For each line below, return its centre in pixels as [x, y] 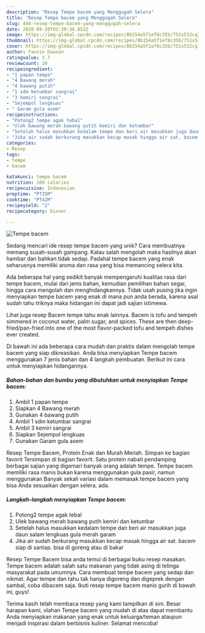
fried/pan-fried [25, 328]
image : [15, 35]
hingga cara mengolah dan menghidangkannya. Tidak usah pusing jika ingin [102, 290]
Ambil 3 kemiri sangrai [43, 428]
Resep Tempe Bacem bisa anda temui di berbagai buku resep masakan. [96, 559]
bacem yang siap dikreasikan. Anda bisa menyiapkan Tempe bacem [92, 353]
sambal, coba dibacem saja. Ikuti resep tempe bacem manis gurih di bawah [101, 585]
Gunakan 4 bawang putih [47, 415]
